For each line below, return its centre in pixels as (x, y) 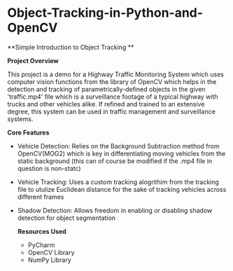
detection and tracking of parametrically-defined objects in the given (106, 89)
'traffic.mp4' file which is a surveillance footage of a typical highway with (113, 97)
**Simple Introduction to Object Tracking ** (71, 47)
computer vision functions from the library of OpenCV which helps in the (112, 81)
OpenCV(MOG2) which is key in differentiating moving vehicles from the (121, 153)
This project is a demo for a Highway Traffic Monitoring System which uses (115, 74)
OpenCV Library (51, 252)
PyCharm (41, 245)
